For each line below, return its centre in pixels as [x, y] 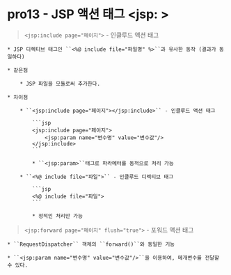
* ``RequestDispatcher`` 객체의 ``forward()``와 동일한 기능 [91, 244]
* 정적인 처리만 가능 [58, 216]
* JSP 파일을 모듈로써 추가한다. [60, 84]
